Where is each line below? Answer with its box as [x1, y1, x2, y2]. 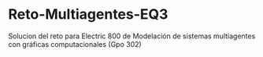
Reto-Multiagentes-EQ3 [8, 5, 169, 23]
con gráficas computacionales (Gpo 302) [8, 39, 142, 48]
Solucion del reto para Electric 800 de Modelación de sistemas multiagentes [8, 31, 256, 41]
